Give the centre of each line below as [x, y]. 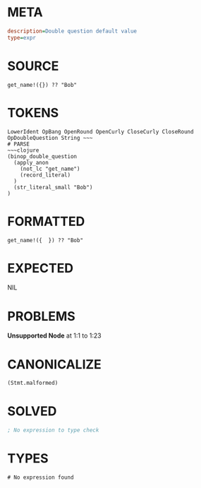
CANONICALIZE [55, 364]
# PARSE [19, 144]
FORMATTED [46, 221]
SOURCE [33, 66]
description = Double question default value [72, 31]
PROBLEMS [41, 316]
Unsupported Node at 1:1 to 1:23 [54, 335]
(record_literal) [45, 175]
